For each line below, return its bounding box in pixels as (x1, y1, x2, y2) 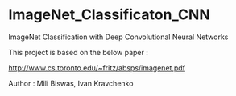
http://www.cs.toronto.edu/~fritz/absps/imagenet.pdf (8, 62, 185, 73)
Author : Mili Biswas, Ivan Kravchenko (8, 78, 134, 88)
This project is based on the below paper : (8, 47, 149, 57)
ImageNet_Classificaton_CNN (8, 6, 211, 24)
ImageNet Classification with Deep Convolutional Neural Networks (8, 32, 229, 42)
